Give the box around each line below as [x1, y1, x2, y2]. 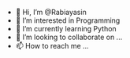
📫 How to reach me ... [15, 42, 89, 50]
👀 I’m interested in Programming [15, 16, 121, 25]
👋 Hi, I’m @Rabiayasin [15, 8, 87, 16]
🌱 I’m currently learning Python [15, 24, 117, 33]
